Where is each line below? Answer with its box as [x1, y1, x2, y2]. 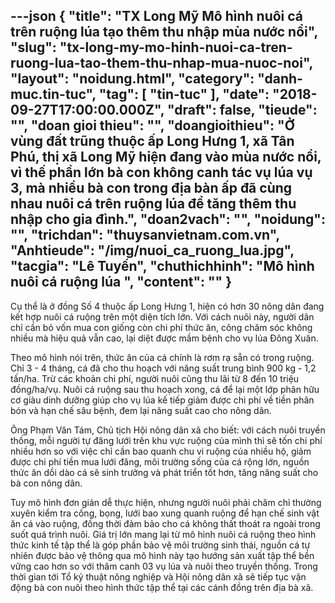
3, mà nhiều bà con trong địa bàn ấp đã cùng [10, 180, 293, 197]
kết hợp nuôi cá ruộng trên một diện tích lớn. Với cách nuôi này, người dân [10, 310, 315, 323]
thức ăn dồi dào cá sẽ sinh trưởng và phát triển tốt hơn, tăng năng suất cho [10, 466, 319, 478]
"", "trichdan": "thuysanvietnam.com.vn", [10, 227, 280, 244]
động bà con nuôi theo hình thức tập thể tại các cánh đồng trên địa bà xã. [10, 581, 314, 593]
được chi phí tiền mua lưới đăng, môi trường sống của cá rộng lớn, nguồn [10, 455, 310, 468]
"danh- [257, 70, 303, 88]
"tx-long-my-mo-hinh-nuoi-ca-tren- [59, 39, 293, 56]
